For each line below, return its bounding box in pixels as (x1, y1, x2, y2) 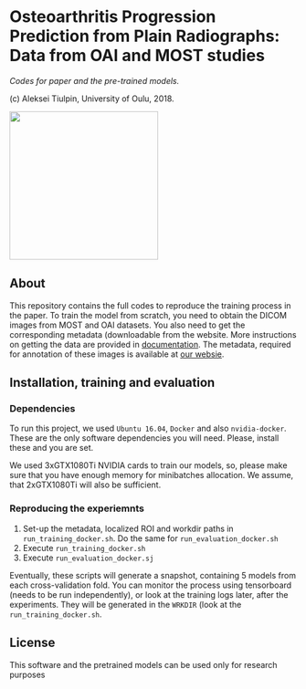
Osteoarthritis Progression (9, 6, 216, 27)
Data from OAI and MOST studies (9, 46, 265, 66)
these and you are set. (9, 443, 94, 454)
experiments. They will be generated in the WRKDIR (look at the (9, 599, 242, 610)
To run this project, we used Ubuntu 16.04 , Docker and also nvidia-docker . (9, 423, 287, 434)
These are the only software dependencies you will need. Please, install (9, 433, 280, 444)
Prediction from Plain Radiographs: (9, 26, 280, 47)
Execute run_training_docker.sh (22, 542, 146, 553)
